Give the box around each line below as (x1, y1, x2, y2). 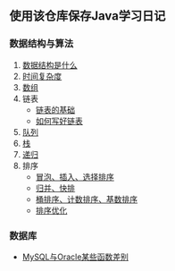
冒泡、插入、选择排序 (35, 171, 114, 182)
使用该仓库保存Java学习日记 (9, 8, 166, 24)
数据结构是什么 (21, 59, 78, 70)
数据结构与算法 (9, 38, 74, 50)
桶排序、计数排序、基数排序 (35, 193, 138, 204)
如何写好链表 (35, 115, 83, 126)
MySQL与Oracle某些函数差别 (21, 251, 129, 262)
